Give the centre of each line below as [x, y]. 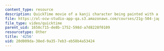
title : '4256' [20, 37]
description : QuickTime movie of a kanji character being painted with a [82, 14]
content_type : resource [29, 9]
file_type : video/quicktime [34, 23]
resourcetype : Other [26, 32]
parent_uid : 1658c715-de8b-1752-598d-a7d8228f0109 [58, 28]
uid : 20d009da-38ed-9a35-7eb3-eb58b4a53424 [50, 41]
